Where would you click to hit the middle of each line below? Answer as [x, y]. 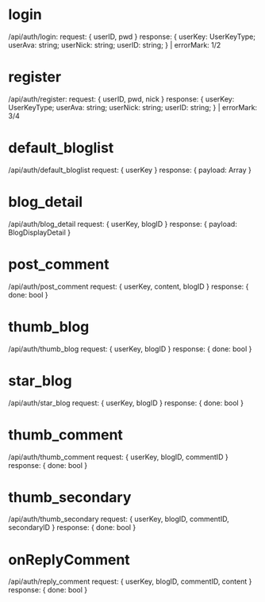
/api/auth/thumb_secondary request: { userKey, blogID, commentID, [119, 519]
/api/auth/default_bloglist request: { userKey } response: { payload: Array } [130, 170]
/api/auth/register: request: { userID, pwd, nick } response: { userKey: [121, 99]
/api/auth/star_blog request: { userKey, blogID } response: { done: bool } [126, 403]
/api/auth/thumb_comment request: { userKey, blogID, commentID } [118, 457]
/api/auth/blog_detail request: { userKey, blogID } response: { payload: [123, 224]
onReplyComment [69, 560]
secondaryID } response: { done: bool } [72, 527]
